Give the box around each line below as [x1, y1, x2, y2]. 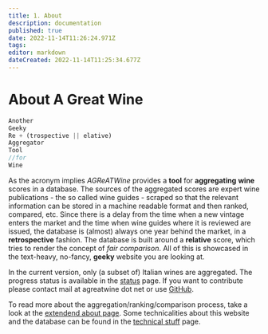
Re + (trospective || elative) [8, 132, 112, 139]
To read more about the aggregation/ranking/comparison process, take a [8, 300, 248, 309]
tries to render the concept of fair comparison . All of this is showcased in [8, 243, 249, 253]
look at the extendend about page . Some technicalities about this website [8, 308, 250, 317]
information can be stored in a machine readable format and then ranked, [8, 201, 249, 210]
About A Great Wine [8, 91, 144, 108]
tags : [8, 41, 26, 49]
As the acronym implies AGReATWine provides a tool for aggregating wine [8, 175, 255, 185]
